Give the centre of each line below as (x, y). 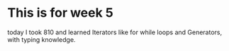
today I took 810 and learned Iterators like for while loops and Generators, (114, 32)
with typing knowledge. (41, 39)
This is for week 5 (60, 13)
